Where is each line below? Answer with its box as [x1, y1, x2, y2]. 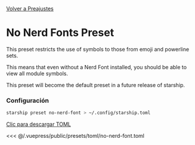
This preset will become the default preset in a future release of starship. [6, 81, 185, 88]
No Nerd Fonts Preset [6, 26, 114, 39]
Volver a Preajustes [6, 5, 54, 12]
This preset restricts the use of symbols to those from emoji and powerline [6, 45, 190, 53]
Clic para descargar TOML [6, 121, 72, 128]
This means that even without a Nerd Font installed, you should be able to [6, 63, 187, 70]
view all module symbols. [6, 70, 69, 77]
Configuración [6, 96, 49, 104]
